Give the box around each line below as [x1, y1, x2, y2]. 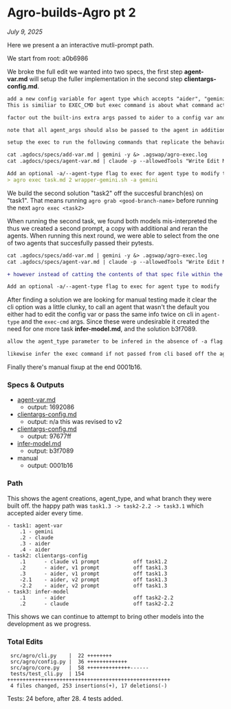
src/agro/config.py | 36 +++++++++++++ [10, 658, 128, 665]
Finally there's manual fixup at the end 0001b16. [7, 363, 142, 372]
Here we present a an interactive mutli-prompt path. [7, 41, 155, 49]
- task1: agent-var [7, 522, 63, 529]
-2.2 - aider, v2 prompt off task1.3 [19, 582, 168, 589]
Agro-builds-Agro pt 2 [7, 5, 136, 21]
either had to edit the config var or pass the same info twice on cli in [7, 311, 201, 319]
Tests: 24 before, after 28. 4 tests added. [7, 694, 124, 702]
